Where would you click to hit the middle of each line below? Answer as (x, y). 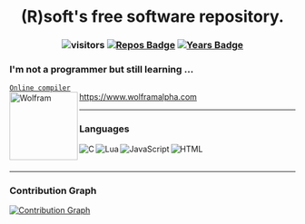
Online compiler (40, 88)
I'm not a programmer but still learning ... (102, 70)
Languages (104, 129)
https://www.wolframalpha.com (138, 97)
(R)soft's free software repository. (152, 17)
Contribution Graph (53, 190)
